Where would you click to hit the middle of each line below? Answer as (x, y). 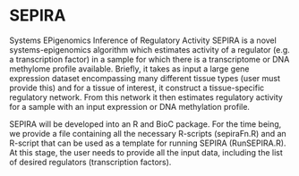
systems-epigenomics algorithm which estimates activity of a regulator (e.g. (150, 49)
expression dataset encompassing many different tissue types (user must (145, 78)
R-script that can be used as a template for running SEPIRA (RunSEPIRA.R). (148, 143)
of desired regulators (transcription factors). (90, 162)
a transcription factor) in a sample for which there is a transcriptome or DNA (149, 59)
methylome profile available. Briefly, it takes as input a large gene (129, 69)
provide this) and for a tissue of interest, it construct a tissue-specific (137, 88)
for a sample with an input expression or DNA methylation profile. (130, 106)
